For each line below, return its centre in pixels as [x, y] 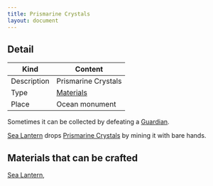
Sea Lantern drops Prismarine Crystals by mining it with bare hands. [107, 136]
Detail [21, 49]
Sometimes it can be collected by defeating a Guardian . [88, 122]
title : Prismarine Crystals [49, 14]
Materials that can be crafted [73, 158]
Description [30, 81]
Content [89, 70]
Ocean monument [86, 104]
